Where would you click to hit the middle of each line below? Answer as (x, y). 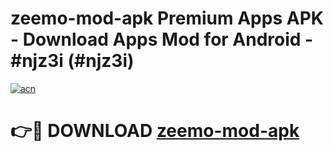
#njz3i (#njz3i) (72, 61)
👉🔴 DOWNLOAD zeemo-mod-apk (155, 131)
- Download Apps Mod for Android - (162, 39)
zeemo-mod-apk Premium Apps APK (167, 18)
